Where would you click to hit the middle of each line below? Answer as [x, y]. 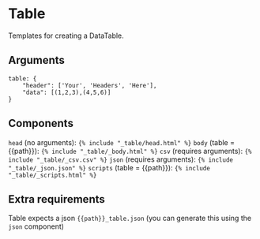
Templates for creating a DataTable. [66, 35]
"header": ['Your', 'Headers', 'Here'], [90, 85]
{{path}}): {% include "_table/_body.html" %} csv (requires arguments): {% [130, 151]
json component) [36, 226]
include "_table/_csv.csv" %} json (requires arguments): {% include [121, 159]
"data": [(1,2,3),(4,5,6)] [67, 92]
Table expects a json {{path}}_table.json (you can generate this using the [130, 218]
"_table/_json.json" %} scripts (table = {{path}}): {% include [109, 167]
